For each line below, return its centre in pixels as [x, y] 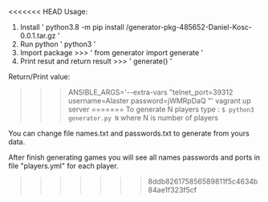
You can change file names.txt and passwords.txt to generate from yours [129, 133]
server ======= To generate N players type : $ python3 [161, 109]
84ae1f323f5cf [173, 190]
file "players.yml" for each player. [63, 166]
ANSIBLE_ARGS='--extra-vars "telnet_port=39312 [150, 92]
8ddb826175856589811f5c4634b [203, 181]
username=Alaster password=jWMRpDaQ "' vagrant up [159, 101]
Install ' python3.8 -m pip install [72, 27]
